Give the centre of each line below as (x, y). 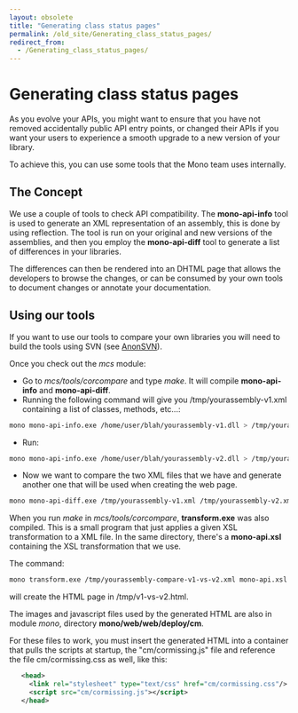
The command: (37, 564)
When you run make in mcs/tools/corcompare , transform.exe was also (139, 518)
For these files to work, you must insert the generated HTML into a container (149, 641)
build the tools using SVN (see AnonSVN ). (86, 346)
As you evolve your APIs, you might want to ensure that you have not (135, 119)
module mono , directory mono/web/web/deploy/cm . (106, 623)
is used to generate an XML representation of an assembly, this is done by (145, 223)
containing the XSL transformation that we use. (95, 546)
